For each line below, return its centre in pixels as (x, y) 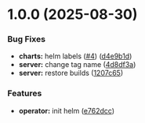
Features (25, 94)
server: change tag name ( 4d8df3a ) (77, 65)
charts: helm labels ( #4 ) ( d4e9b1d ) (75, 56)
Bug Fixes (27, 39)
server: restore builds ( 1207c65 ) (71, 73)
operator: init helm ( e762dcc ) (67, 110)
